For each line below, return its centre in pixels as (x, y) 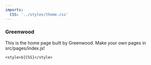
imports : (14, 10)
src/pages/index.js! (25, 48)
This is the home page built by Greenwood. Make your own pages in (76, 42)
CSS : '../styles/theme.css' (39, 14)
